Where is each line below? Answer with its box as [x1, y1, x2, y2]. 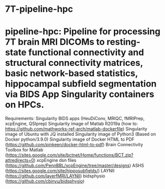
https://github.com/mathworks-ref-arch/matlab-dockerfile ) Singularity [5, 126, 148, 132]
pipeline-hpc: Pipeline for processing [5, 26, 161, 37]
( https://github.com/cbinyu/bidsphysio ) [5, 178, 85, 184]
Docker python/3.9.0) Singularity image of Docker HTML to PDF [5, 136, 134, 142]
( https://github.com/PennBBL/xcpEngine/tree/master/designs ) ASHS [5, 162, 144, 168]
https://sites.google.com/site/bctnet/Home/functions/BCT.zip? [6, 152, 134, 158]
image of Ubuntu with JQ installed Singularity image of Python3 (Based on [5, 131, 156, 137]
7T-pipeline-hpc [5, 3, 73, 15]
